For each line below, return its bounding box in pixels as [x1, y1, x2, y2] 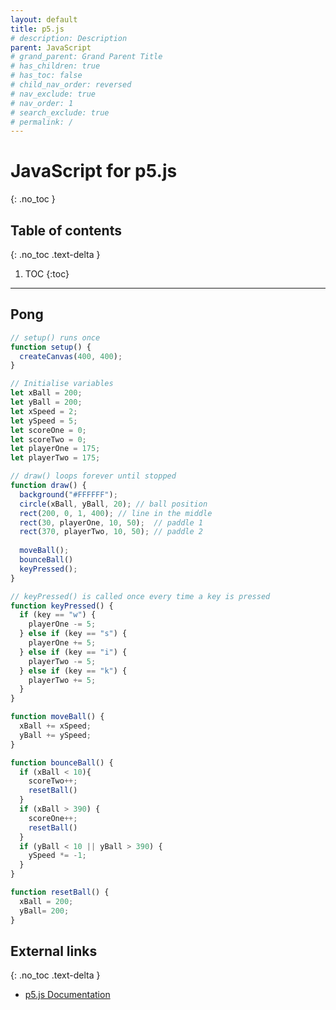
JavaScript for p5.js [10, 160, 178, 183]
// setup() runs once [10, 332, 101, 343]
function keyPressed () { [10, 601, 114, 611]
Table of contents [10, 222, 122, 239]
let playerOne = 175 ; [10, 444, 101, 454]
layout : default [10, 14, 78, 25]
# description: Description [10, 33, 128, 43]
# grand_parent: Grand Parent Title [10, 52, 163, 62]
